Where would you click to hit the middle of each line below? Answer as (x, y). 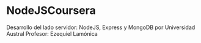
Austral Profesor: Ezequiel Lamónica (52, 33)
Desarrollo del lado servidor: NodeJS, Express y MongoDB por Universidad (101, 27)
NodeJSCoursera (51, 11)
